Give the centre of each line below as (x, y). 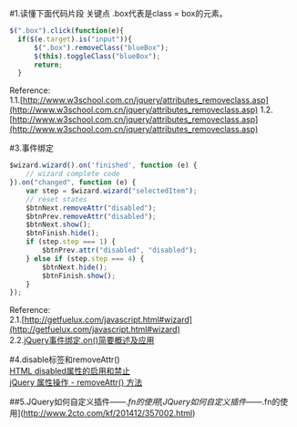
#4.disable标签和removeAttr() (65, 359)
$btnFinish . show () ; (79, 276)
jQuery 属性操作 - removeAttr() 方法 (76, 382)
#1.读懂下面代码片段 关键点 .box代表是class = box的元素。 (118, 13)
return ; (48, 65)
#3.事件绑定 (32, 148)
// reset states (57, 199)
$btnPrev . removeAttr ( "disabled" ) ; (91, 216)
